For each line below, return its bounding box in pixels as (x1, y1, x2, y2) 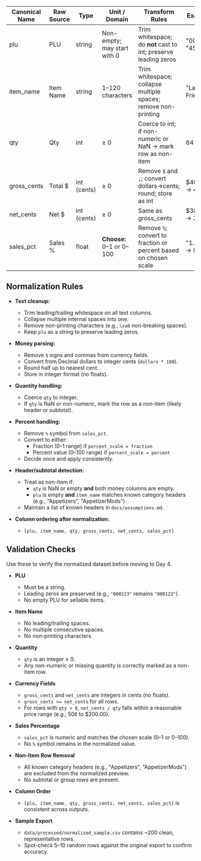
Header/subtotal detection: (14, 467, 84, 474)
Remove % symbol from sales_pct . (23, 430, 108, 437)
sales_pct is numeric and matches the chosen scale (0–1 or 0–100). (23, 733, 190, 741)
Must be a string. (23, 584, 66, 591)
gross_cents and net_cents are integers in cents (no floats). (23, 691, 170, 699)
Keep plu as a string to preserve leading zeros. (23, 328, 139, 335)
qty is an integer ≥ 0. (23, 655, 75, 663)
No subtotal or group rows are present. (23, 776, 120, 783)
